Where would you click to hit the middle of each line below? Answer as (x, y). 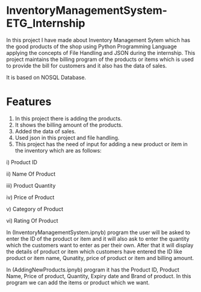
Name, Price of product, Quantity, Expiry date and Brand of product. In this (99, 276)
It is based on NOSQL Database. (46, 77)
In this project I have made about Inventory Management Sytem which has (98, 40)
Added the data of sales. (45, 131)
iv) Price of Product (30, 197)
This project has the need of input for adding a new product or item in (101, 144)
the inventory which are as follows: (58, 150)
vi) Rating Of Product (32, 220)
